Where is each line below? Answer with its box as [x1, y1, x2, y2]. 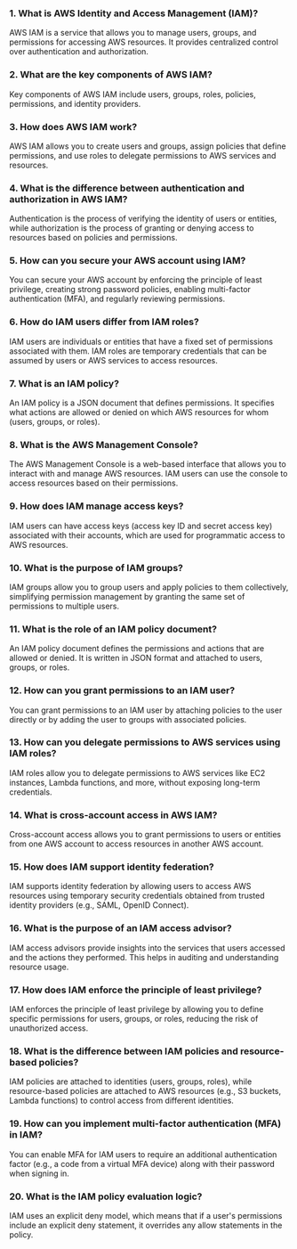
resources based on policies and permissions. [9, 233, 178, 243]
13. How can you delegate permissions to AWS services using [9, 736, 281, 748]
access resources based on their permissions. [9, 478, 179, 488]
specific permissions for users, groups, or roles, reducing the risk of [9, 1014, 259, 1025]
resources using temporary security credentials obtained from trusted [9, 890, 265, 902]
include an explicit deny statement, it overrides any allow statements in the [9, 1220, 283, 1230]
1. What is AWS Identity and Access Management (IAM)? [9, 7, 259, 20]
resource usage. [9, 961, 69, 972]
